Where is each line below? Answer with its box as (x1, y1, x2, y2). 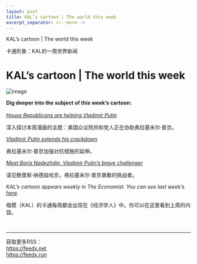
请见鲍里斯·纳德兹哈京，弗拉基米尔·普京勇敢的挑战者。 (6, 171, 138, 179)
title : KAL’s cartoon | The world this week (6, 14, 117, 20)
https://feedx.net (6, 245, 47, 252)
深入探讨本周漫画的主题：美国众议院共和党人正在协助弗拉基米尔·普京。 (6, 124, 178, 131)
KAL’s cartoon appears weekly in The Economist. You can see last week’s (6, 183, 185, 191)
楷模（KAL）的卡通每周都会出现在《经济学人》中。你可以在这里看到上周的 (6, 202, 186, 209)
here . (6, 189, 19, 197)
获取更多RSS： (6, 238, 42, 245)
